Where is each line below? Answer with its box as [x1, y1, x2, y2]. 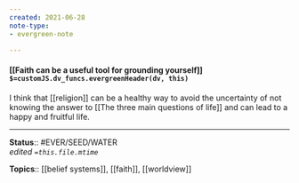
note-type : [9, 21, 50, 30]
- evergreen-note [9, 29, 74, 38]
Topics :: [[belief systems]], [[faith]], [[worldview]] [9, 163, 192, 174]
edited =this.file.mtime [9, 146, 99, 156]
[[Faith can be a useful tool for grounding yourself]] [9, 64, 203, 76]
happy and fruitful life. [9, 111, 91, 122]
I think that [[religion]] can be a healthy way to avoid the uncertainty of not [9, 92, 282, 103]
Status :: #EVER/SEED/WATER [9, 137, 117, 147]
